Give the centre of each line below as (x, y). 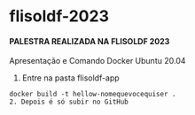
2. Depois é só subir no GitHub (69, 102)
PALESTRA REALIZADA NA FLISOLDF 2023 (90, 41)
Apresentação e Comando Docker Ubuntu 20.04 (97, 61)
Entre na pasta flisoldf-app (70, 78)
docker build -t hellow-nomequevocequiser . (93, 95)
